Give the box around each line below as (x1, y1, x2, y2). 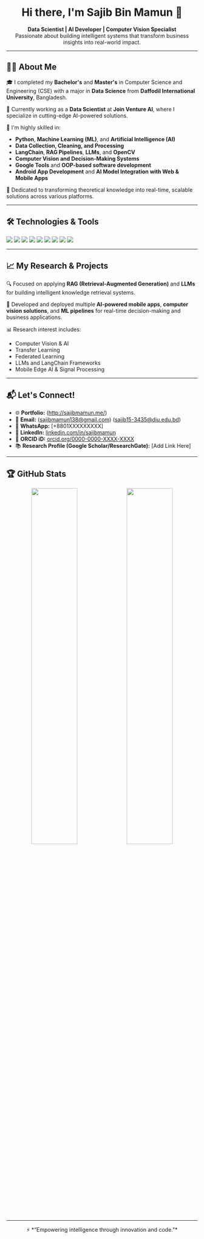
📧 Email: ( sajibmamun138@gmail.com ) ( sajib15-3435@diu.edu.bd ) (15, 416, 181, 424)
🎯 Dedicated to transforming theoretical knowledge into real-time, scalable (6, 186, 193, 194)
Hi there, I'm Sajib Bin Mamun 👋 (21, 5, 183, 19)
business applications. (6, 313, 63, 321)
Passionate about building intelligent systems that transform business (15, 32, 189, 39)
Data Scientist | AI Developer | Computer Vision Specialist (27, 26, 177, 33)
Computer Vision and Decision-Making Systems (15, 155, 140, 162)
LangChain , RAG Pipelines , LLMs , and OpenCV (15, 148, 135, 156)
